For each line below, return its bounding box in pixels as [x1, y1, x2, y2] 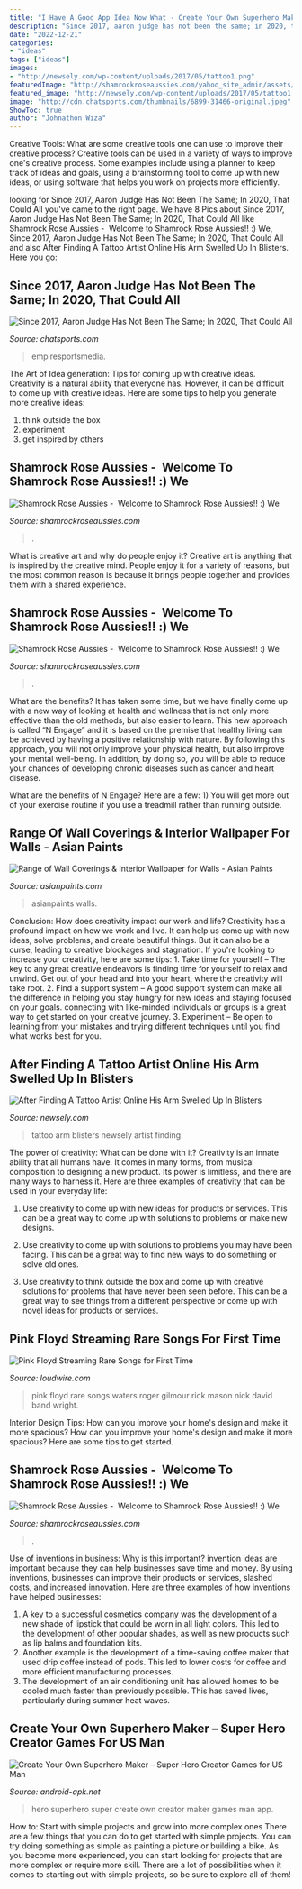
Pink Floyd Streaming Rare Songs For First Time [9, 1331, 281, 1346]
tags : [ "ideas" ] [9, 55, 70, 64]
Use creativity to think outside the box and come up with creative [22, 1277, 264, 1288]
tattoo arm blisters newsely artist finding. [31, 1130, 183, 1141]
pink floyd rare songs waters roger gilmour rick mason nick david [31, 1390, 272, 1400]
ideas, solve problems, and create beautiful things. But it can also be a [9, 935, 270, 946]
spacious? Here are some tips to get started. [9, 1436, 173, 1447]
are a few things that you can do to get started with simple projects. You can [9, 1830, 292, 1841]
